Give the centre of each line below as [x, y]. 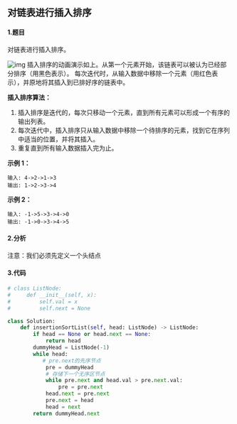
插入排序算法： [29, 97]
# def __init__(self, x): [52, 295]
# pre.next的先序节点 [72, 361]
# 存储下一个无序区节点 [75, 374]
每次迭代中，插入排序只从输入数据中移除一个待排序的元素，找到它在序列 [123, 130]
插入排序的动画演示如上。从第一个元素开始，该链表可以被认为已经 [124, 64]
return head [63, 341]
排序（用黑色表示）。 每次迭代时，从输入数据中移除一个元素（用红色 [112, 73]
